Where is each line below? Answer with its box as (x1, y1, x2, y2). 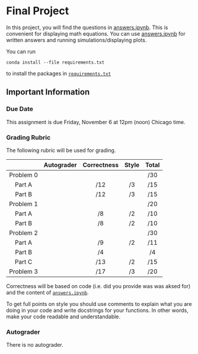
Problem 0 (9, 170, 39, 179)
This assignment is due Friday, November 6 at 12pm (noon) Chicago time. (6, 118, 186, 125)
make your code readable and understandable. (6, 313, 120, 320)
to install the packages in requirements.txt (6, 69, 111, 77)
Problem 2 (9, 229, 39, 237)
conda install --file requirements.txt (6, 59, 105, 65)
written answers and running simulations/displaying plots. (6, 36, 147, 43)
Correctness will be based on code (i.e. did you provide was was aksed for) (6, 282, 191, 289)
